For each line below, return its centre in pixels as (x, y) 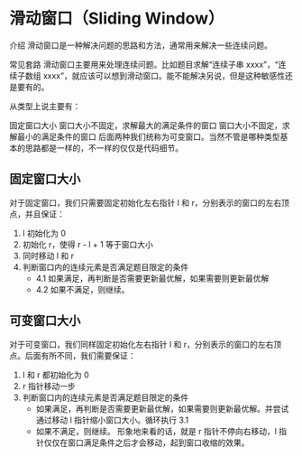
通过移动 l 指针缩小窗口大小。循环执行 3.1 (112, 420)
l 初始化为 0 (44, 233)
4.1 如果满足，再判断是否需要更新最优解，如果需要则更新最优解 (152, 278)
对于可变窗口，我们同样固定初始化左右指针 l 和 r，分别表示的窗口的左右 (142, 344)
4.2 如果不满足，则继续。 (82, 289)
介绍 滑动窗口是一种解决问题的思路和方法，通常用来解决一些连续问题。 (141, 45)
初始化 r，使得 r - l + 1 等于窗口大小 (87, 244)
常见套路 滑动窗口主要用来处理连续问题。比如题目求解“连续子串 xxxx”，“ (144, 64)
